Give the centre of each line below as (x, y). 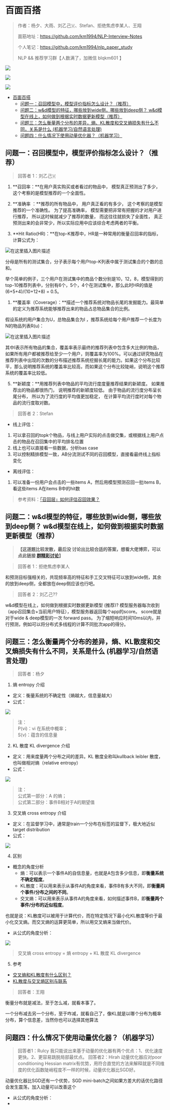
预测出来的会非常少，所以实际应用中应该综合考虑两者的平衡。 (77, 223)
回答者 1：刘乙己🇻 (37, 175)
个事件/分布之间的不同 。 (46, 892)
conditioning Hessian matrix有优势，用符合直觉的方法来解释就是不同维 (91, 1064)
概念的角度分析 (28, 867)
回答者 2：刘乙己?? (37, 594)
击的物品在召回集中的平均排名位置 (48, 441)
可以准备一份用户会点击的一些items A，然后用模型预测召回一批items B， (88, 482)
